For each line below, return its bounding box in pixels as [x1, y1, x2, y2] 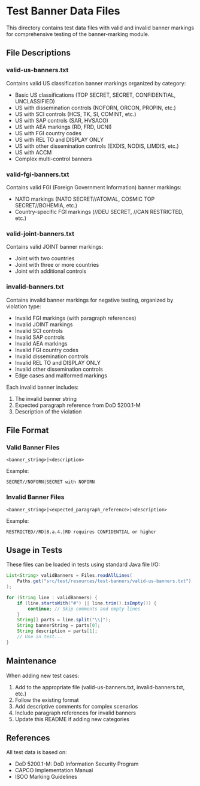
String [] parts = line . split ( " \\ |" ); [17, 617, 111, 623]
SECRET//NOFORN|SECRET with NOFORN [6, 479, 95, 485]
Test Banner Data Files [6, 4, 120, 18]
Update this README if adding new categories [14, 715, 130, 722]
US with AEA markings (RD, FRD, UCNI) [14, 123, 112, 130]
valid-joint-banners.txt [6, 230, 75, 238]
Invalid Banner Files [6, 493, 65, 501]
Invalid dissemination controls [14, 353, 89, 360]
